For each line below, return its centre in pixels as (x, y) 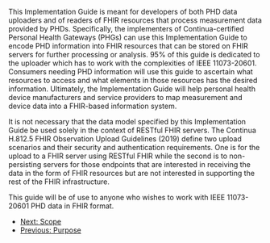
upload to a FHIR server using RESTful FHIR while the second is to (118, 156)
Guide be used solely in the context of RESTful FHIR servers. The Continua (132, 130)
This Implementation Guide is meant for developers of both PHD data (123, 12)
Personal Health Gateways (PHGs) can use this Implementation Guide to (128, 37)
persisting (25, 164)
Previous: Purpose (51, 230)
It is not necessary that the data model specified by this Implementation (127, 121)
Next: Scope (41, 222)
